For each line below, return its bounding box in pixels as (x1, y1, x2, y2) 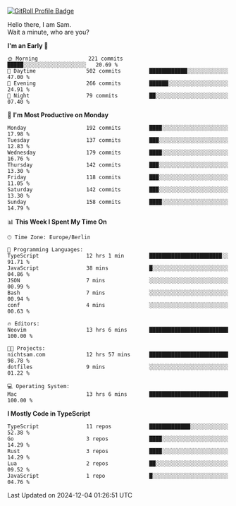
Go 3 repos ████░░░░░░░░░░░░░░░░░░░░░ (7, 435, 229, 442)
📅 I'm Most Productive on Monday (7, 111, 109, 119)
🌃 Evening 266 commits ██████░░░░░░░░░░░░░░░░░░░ (7, 80, 229, 87)
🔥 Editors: (7, 320, 40, 327)
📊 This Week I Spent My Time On (7, 217, 107, 226)
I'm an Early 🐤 (7, 42, 49, 49)
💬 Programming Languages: (7, 246, 83, 253)
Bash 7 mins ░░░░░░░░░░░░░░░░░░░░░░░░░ (7, 289, 229, 296)
